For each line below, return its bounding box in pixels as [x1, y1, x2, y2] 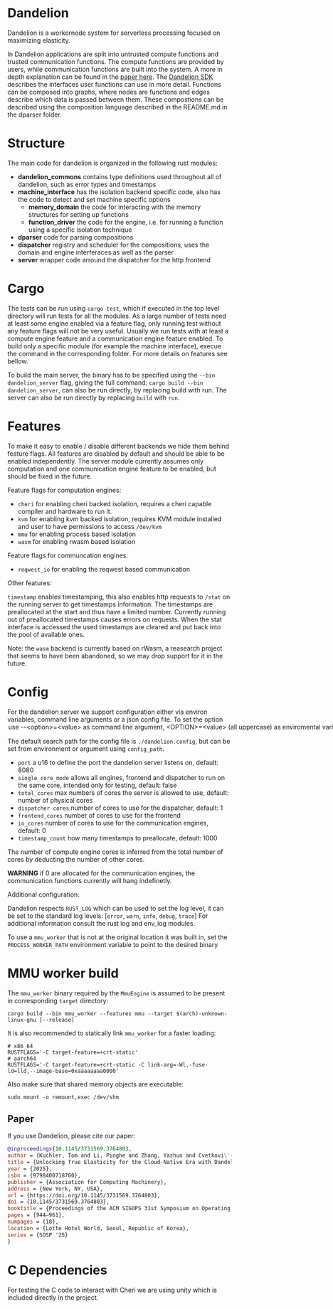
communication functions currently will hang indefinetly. [7, 876, 172, 885]
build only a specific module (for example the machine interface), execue [7, 341, 222, 350]
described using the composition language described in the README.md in [7, 102, 228, 111]
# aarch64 [7, 1054, 37, 1062]
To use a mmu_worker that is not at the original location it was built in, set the [7, 933, 228, 941]
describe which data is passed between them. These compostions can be [7, 95, 224, 104]
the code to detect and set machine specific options [17, 195, 171, 203]
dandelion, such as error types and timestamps [17, 180, 157, 188]
